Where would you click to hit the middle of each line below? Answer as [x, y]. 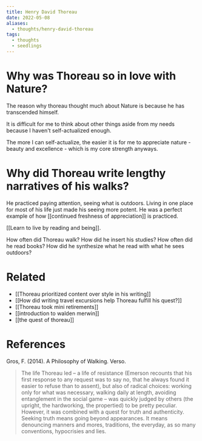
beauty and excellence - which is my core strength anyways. [82, 148]
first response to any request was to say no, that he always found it [105, 379]
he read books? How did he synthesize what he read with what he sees [95, 246]
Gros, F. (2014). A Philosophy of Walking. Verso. [66, 361]
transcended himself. [33, 112]
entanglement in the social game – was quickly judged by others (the [107, 398]
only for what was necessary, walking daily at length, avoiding [99, 392]
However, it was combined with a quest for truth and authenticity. [103, 412]
